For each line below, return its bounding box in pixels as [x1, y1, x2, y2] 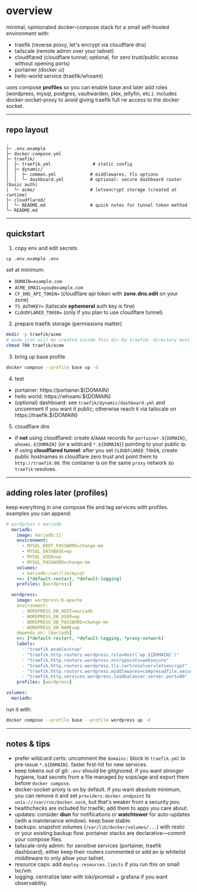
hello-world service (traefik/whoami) [14, 72, 104, 79]
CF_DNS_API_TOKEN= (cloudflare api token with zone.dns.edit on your [14, 290, 178, 297]
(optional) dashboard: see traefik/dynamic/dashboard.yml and [14, 399, 165, 406]
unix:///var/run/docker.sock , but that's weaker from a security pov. [14, 798, 181, 805]
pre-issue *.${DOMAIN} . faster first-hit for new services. [14, 760, 148, 768]
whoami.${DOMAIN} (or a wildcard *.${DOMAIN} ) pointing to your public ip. [14, 440, 187, 447]
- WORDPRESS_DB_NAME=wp [21, 624, 80, 631]
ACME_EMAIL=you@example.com [14, 285, 83, 291]
